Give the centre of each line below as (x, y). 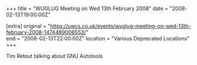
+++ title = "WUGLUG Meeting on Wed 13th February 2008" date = (87, 8)
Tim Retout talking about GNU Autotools (54, 56)
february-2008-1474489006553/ (46, 32)
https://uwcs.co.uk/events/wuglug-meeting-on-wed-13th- (120, 26)
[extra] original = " (28, 26)
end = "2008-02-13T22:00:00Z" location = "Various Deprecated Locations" (98, 38)
